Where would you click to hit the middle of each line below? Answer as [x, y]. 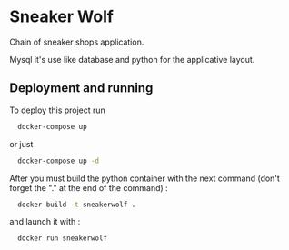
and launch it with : [45, 222]
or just [21, 144]
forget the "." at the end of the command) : [89, 187]
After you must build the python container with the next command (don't [144, 178]
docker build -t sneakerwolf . [77, 205]
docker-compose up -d [59, 161]
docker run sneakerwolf [62, 238]
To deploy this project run [58, 110]
